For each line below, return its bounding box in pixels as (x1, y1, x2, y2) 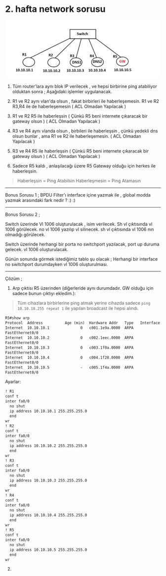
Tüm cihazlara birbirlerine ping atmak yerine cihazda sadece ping (17, 300, 151, 306)
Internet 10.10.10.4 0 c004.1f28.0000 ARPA (5, 355, 134, 360)
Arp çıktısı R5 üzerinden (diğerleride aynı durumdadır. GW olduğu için (12, 285, 154, 291)
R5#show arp (5, 315, 30, 320)
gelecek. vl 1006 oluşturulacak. (5, 247, 69, 253)
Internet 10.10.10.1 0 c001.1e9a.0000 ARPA (5, 325, 134, 330)
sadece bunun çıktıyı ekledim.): (12, 291, 76, 297)
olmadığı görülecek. (5, 232, 45, 238)
